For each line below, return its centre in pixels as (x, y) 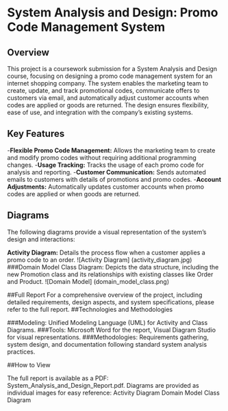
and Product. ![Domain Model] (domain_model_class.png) (88, 281)
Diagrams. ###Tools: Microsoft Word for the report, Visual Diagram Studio (112, 330)
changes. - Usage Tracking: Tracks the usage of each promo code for (105, 165)
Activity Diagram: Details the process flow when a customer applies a (106, 252)
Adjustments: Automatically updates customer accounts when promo (105, 187)
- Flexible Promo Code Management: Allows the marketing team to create (111, 150)
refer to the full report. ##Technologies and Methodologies (90, 309)
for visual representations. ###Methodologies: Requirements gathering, (108, 337)
